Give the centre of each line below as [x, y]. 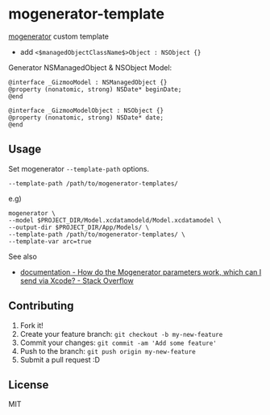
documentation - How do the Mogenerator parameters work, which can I [141, 272]
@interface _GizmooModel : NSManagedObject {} [88, 82]
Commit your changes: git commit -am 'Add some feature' [118, 342]
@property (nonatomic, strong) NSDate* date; [86, 118]
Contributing [41, 306]
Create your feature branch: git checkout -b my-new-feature [121, 334]
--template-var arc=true [50, 241]
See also [23, 256]
